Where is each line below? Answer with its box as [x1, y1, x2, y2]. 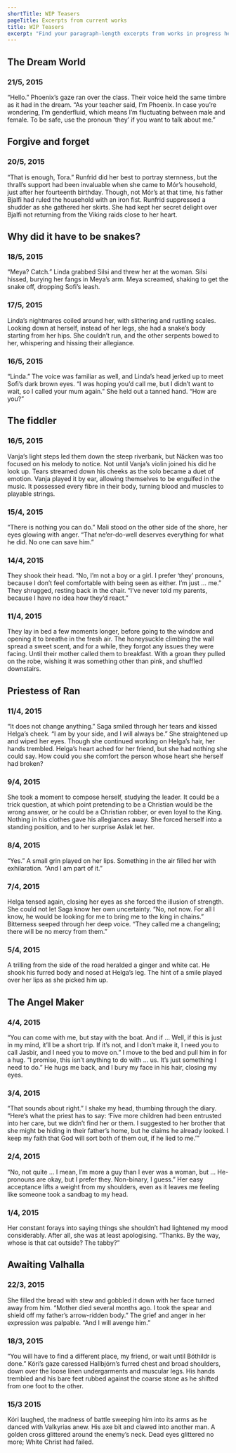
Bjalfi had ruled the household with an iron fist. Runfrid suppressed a [7, 195, 206, 204]
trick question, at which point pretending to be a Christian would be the [7, 800, 213, 809]
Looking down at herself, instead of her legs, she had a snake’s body [7, 324, 206, 332]
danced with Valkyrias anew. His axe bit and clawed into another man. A [7, 1423, 216, 1431]
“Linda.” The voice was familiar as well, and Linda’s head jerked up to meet [7, 372, 223, 380]
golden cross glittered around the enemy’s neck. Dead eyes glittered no [7, 1430, 214, 1439]
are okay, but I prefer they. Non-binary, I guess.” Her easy [36, 1175, 204, 1184]
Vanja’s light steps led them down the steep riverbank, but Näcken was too [7, 452, 223, 461]
